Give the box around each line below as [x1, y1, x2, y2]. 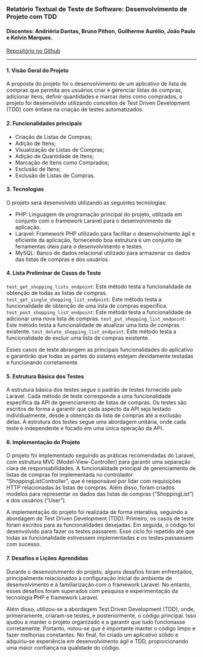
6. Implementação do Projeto [6, 438, 80, 445]
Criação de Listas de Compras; [14, 133, 92, 140]
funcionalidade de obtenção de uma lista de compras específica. [6, 302, 168, 309]
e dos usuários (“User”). [6, 497, 66, 504]
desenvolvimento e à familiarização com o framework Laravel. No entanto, [6, 581, 192, 588]
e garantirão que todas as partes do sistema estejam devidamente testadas [6, 352, 194, 360]
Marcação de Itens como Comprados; [14, 159, 110, 166]
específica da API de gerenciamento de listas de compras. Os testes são [6, 399, 187, 406]
